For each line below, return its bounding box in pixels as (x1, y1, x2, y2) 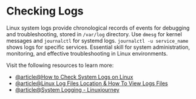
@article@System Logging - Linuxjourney (15, 86, 120, 93)
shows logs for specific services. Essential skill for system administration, (6, 43, 190, 51)
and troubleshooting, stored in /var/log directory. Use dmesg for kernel (6, 30, 182, 37)
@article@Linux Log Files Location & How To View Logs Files (15, 80, 168, 87)
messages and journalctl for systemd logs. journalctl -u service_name (6, 37, 189, 44)
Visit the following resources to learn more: (6, 62, 114, 69)
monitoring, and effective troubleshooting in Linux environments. (6, 49, 168, 57)
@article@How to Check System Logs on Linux (15, 73, 133, 80)
